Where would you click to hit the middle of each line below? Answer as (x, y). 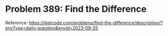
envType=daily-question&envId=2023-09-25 (52, 28)
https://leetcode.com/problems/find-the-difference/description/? (96, 23)
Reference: (17, 23)
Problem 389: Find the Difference (76, 9)
